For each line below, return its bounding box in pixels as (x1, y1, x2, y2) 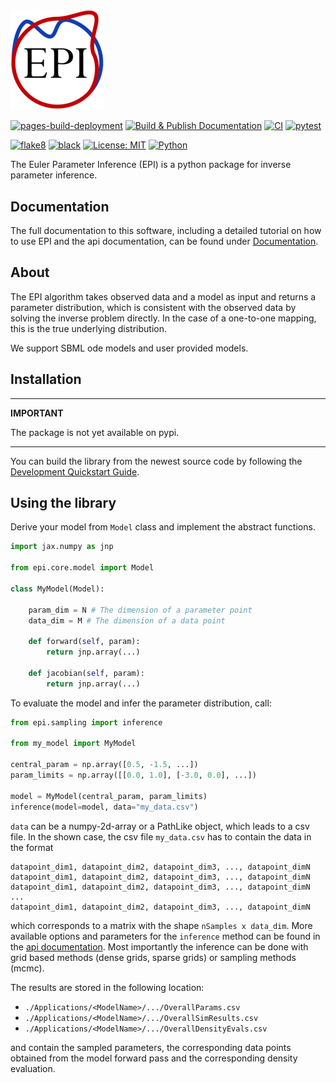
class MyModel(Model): (10, 584, 105, 594)
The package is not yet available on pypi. (10, 426, 180, 438)
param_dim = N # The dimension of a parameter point (28, 605, 253, 615)
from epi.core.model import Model (10, 563, 155, 573)
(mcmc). (10, 962, 45, 974)
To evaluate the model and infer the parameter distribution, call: (10, 697, 272, 709)
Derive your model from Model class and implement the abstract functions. (10, 521, 316, 533)
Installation (10, 371, 82, 388)
